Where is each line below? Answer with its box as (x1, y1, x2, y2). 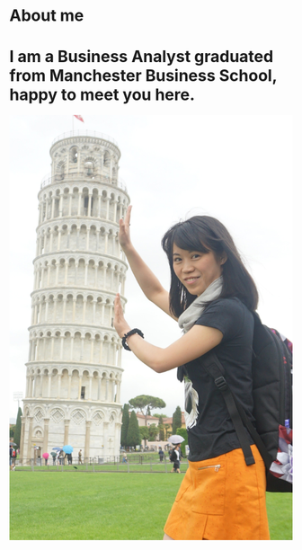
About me (9, 5, 84, 26)
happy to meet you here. (9, 84, 195, 105)
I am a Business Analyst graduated (9, 47, 274, 67)
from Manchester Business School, (9, 66, 277, 86)
